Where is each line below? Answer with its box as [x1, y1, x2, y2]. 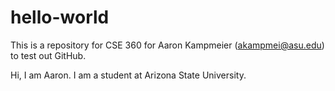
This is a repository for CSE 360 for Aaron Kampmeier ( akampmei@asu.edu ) [10, 39, 325, 51]
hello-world [10, 6, 110, 29]
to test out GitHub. [10, 49, 87, 61]
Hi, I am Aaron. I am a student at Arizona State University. [10, 69, 247, 81]
